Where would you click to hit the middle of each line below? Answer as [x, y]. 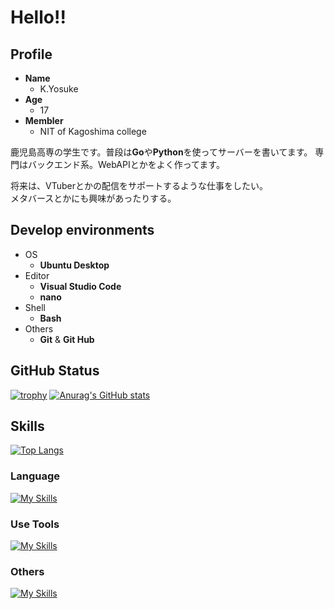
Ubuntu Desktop [74, 265]
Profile [31, 54]
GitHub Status [55, 371]
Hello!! [38, 17]
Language [35, 476]
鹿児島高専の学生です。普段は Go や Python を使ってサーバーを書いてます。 [161, 152]
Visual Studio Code [80, 286]
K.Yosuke [59, 89]
